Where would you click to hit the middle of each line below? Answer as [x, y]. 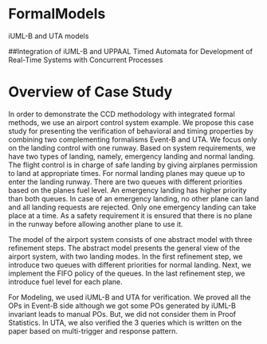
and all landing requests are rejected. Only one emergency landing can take [132, 207]
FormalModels [57, 14]
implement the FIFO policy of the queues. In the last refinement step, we [127, 273]
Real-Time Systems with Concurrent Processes [86, 60]
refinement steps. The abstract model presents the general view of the [124, 248]
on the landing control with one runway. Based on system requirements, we [132, 147]
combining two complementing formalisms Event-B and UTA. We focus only [133, 139]
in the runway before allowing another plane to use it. [96, 224]
